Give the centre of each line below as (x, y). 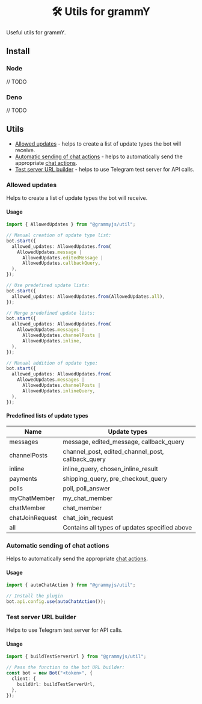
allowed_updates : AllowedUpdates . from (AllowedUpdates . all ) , (88, 296)
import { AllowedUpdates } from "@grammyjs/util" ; (71, 224)
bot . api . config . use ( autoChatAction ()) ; (56, 602)
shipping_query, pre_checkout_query (115, 478)
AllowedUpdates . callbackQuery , (61, 263)
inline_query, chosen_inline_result (110, 469)
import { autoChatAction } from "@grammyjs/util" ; (71, 585)
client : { (24, 679)
